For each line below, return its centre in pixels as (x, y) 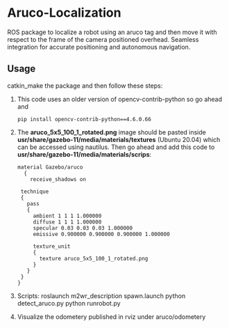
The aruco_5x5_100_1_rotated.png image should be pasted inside (111, 132)
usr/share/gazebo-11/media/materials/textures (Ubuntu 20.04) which (119, 139)
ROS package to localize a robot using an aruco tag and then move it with (112, 32)
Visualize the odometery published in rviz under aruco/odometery (111, 317)
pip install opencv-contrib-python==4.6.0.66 (84, 119)
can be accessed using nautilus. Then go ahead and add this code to (116, 147)
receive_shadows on (58, 179)
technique (35, 192)
